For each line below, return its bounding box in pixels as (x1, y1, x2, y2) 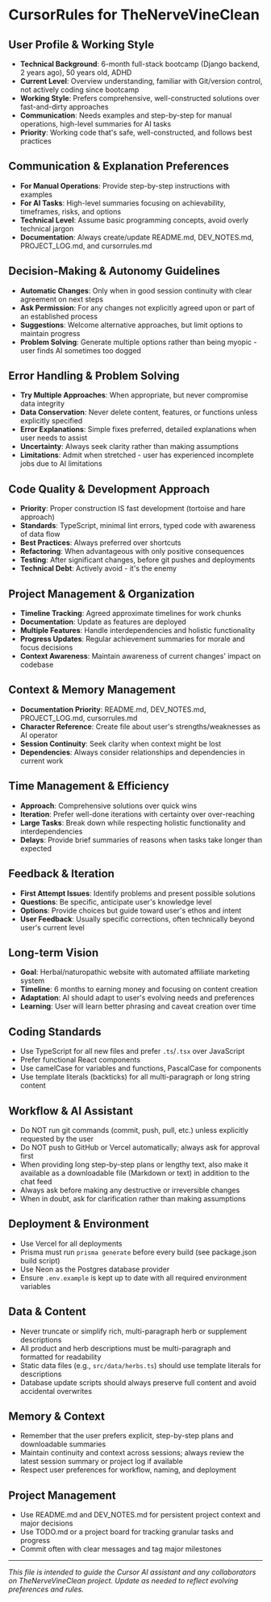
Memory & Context (8, 1409, 105, 1423)
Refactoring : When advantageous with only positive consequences (19, 547, 244, 556)
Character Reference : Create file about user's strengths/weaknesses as (19, 722, 261, 731)
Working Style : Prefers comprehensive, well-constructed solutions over (19, 94, 260, 102)
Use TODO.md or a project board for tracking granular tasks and (19, 1527, 234, 1537)
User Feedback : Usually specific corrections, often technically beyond (19, 913, 256, 924)
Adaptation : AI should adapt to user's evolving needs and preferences (19, 993, 255, 1003)
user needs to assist (19, 433, 88, 443)
